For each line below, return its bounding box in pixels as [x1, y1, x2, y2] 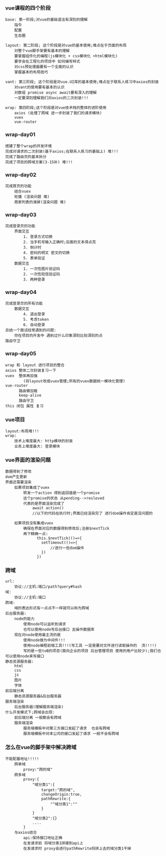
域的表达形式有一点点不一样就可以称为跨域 [14, 605, 90, 610]
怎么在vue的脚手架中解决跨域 [5, 744, 77, 751]
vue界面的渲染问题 [5, 457, 51, 463]
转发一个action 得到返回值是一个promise [23, 490, 100, 495]
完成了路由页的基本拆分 [5, 154, 47, 159]
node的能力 [14, 616, 35, 621]
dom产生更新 [5, 474, 28, 479]
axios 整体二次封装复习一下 [5, 368, 56, 373]
